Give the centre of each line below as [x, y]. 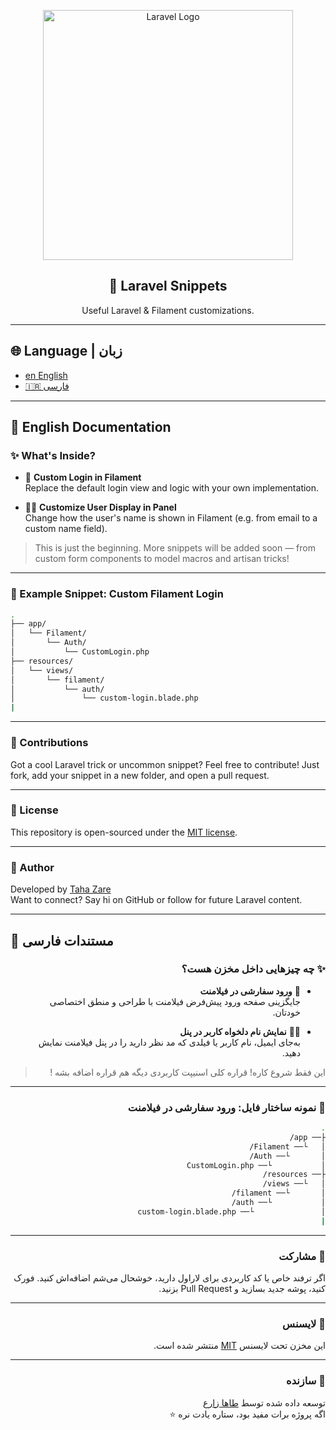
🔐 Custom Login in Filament [83, 477]
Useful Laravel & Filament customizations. [168, 310]
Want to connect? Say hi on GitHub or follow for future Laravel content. [156, 900]
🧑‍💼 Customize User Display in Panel [100, 507]
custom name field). [66, 529]
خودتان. [286, 1012]
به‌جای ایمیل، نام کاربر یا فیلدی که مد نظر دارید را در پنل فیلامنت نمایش [169, 1042]
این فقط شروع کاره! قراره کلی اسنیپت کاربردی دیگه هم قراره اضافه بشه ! [187, 1072]
